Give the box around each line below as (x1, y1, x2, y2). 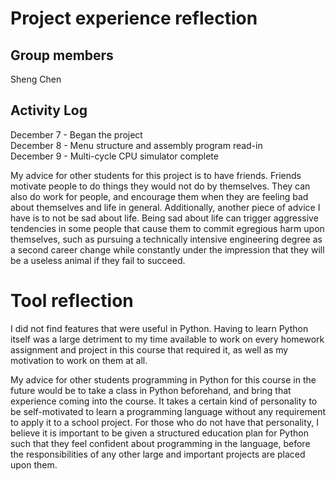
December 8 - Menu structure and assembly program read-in (10, 139, 263, 151)
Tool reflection (10, 290, 134, 312)
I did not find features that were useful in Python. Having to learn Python (10, 322, 309, 334)
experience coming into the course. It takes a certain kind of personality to (10, 395, 318, 407)
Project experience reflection (10, 7, 258, 30)
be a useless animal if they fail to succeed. (10, 254, 186, 266)
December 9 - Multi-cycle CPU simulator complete (10, 150, 219, 162)
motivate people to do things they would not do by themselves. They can (10, 180, 311, 192)
